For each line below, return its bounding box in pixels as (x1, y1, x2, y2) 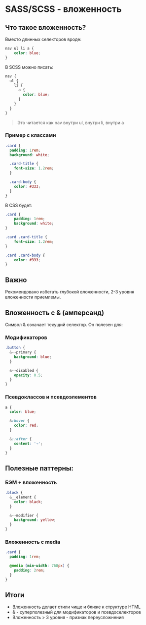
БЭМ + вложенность (5, 479, 57, 486)
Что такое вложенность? (5, 23, 86, 32)
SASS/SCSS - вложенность (5, 3, 122, 15)
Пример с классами (5, 132, 56, 139)
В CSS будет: (5, 202, 33, 208)
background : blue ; (14, 354, 52, 359)
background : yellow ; (14, 517, 56, 522)
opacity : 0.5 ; (14, 373, 43, 378)
